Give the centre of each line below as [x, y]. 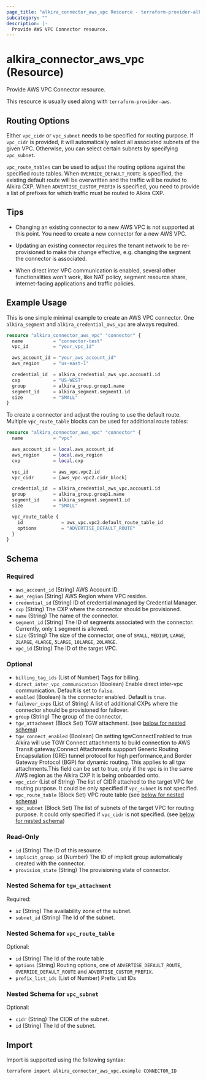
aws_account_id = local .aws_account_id [63, 449]
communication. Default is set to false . [65, 690]
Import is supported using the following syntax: [66, 1060]
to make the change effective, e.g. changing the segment [119, 252]
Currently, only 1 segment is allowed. [62, 628]
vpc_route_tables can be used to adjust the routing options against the [96, 167]
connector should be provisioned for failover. [72, 710]
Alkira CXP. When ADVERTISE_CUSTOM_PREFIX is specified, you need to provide [103, 187]
